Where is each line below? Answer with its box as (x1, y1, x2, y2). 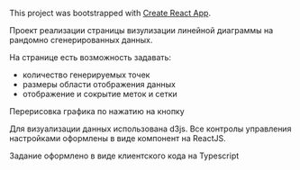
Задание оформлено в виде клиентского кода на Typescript (9, 150, 240, 161)
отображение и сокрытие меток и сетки (22, 89, 177, 99)
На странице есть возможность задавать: (9, 52, 172, 62)
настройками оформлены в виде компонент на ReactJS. (9, 133, 227, 143)
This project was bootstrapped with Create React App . (9, 8, 212, 18)
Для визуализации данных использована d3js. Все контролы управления (9, 123, 292, 134)
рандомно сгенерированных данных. (9, 35, 153, 45)
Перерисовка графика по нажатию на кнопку (9, 106, 185, 116)
